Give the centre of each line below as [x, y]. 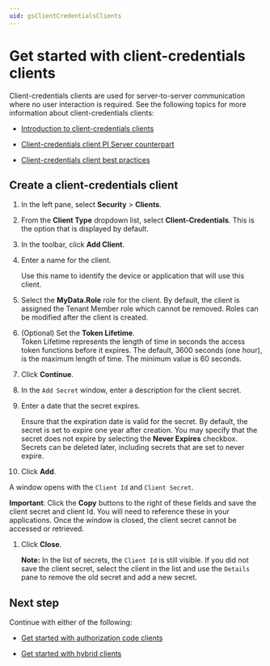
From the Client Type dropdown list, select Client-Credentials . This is [137, 220]
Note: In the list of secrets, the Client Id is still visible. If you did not [135, 560]
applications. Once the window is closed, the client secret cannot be [123, 520]
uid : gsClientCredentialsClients [65, 16]
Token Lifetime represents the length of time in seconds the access [133, 341]
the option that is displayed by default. [84, 229]
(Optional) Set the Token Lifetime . [78, 333]
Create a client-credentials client [94, 185]
